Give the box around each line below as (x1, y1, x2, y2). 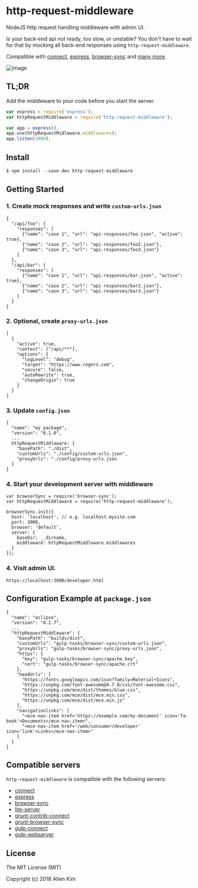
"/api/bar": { (11, 262, 46, 268)
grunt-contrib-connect (14, 812, 70, 819)
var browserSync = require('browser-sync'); (6, 493, 117, 499)
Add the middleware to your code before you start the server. (6, 97, 155, 104)
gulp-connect (14, 825, 48, 832)
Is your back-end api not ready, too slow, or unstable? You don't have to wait (6, 35, 193, 42)
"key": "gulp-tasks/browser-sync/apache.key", (21, 655, 138, 662)
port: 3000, (11, 519, 41, 525)
